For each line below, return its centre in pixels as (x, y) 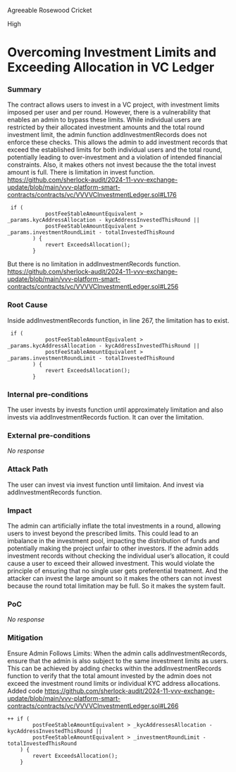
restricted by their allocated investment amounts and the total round (106, 127)
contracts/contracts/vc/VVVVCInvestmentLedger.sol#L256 (93, 287)
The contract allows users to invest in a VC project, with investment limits (113, 105)
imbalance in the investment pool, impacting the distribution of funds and (113, 540)
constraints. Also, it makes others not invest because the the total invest (112, 165)
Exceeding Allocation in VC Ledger (111, 67)
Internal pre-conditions (48, 394)
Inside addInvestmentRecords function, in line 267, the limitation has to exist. (118, 320)
